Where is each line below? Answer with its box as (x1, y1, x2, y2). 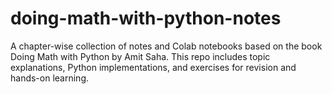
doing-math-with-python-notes (10, 7, 282, 30)
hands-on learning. (10, 72, 90, 84)
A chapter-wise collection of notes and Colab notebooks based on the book (10, 40, 323, 52)
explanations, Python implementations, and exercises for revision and (10, 61, 297, 73)
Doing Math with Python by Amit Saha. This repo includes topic (10, 50, 271, 62)
